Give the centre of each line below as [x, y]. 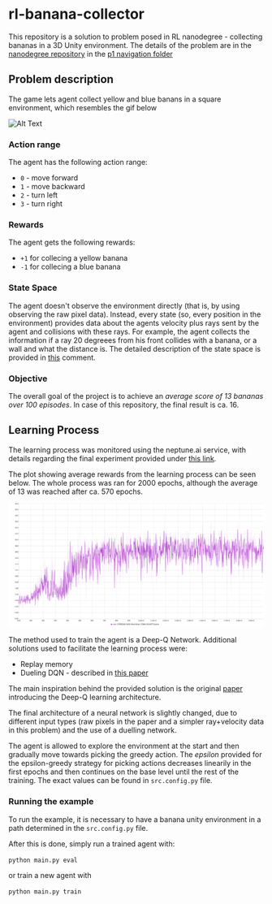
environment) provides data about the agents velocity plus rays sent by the [134, 322]
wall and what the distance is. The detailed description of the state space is [135, 348]
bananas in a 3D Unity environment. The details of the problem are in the [130, 45]
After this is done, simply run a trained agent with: [92, 843]
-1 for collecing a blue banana [70, 267]
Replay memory [46, 664]
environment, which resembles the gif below [83, 107]
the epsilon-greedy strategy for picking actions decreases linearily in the [130, 763]
